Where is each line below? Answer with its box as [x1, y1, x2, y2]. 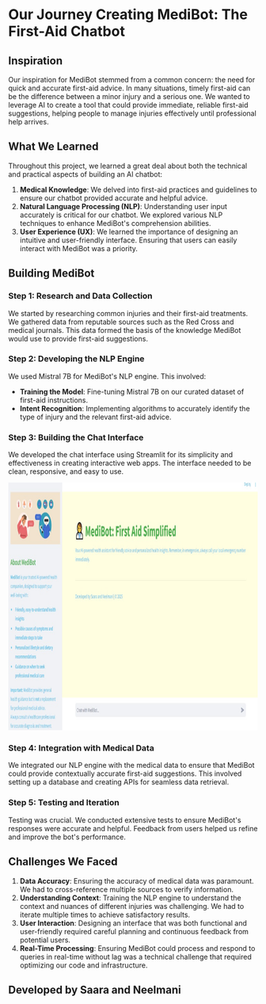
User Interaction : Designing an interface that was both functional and [19, 918, 248, 928]
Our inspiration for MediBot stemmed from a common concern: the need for [8, 75, 256, 84]
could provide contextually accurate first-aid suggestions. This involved [8, 769, 242, 778]
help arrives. [8, 117, 49, 126]
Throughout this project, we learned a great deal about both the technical [8, 161, 248, 170]
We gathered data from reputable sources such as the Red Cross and [8, 317, 234, 326]
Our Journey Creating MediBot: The [8, 6, 248, 24]
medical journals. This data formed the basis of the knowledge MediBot [8, 325, 241, 334]
